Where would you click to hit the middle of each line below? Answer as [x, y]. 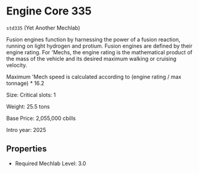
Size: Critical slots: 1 [31, 95]
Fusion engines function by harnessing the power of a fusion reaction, [93, 39]
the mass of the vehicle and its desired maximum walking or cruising [91, 58]
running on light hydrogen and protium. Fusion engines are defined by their [99, 46]
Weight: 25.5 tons [28, 106]
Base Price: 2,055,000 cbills [41, 118]
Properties [27, 149]
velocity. [17, 65]
